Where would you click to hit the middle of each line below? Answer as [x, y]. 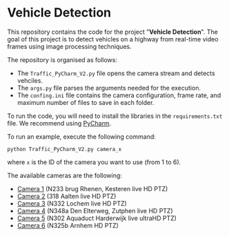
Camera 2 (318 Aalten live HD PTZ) [67, 196]
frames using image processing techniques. [70, 46]
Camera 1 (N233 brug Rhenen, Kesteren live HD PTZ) [92, 188]
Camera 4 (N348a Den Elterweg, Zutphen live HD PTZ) [95, 210]
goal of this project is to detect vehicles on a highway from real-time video [113, 39]
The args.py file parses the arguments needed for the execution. [109, 88]
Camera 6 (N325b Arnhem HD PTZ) [68, 225]
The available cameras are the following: [65, 175]
